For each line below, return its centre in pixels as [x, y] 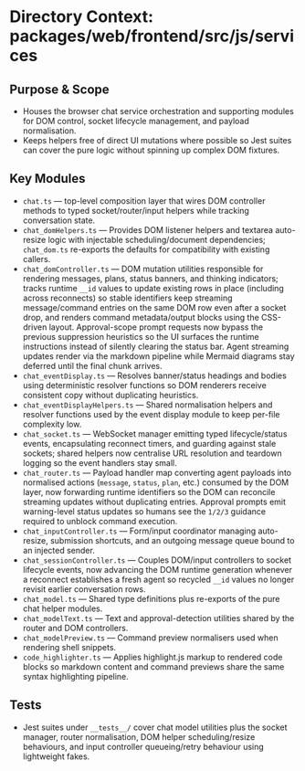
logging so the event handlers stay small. [100, 462]
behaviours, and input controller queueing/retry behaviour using [143, 746]
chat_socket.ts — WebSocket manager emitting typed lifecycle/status [155, 433]
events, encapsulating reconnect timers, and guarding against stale [149, 443]
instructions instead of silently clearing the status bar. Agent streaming [156, 346]
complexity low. [52, 424]
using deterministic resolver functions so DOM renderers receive [144, 385]
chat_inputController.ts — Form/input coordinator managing [139, 531]
